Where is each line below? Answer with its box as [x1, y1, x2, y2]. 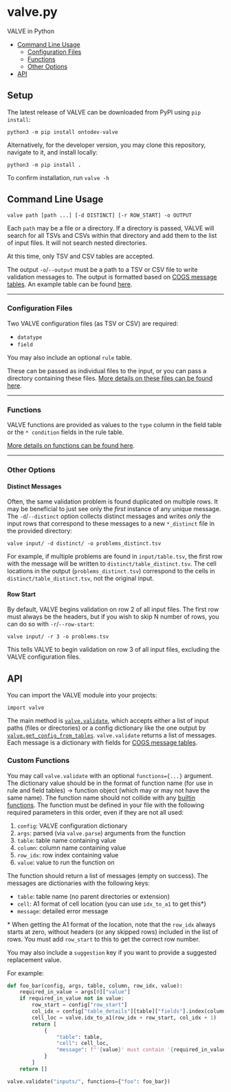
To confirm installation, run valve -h [7, 173, 110, 181]
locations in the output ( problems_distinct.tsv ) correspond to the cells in [7, 567, 215, 575]
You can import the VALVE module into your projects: [7, 691, 157, 699]
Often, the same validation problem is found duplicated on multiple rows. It [7, 497, 219, 506]
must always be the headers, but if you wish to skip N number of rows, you [7, 613, 219, 621]
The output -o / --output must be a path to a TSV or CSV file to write [7, 265, 198, 273]
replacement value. [7, 955, 62, 964]
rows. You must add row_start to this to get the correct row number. [7, 935, 201, 943]
